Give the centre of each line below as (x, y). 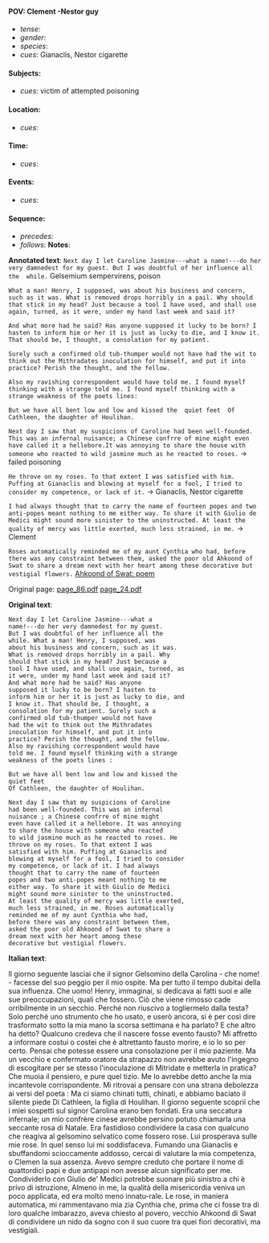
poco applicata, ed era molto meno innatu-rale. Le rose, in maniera (118, 1196)
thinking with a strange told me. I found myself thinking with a (122, 389)
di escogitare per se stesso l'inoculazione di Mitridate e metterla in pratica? (132, 1068)
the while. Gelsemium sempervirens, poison (84, 276)
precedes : (37, 237)
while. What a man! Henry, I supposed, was (82, 641)
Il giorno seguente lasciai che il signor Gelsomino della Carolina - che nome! (134, 974)
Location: (24, 109)
